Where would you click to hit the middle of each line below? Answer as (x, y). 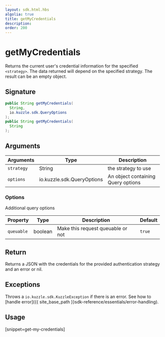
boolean (43, 232)
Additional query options (30, 208)
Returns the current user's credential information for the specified (72, 66)
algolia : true (20, 14)
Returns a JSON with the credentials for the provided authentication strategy (82, 264)
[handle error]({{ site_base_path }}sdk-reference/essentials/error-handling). (82, 302)
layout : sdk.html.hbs (27, 10)
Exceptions (23, 285)
